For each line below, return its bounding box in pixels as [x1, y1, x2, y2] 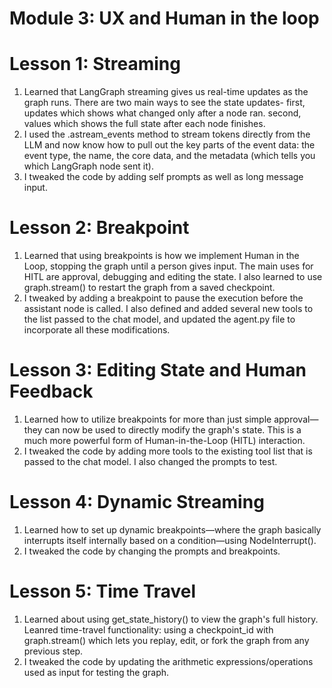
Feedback [9, 380, 94, 403]
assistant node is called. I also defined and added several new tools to [23, 303, 314, 315]
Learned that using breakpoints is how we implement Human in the [23, 250, 300, 262]
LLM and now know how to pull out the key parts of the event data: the [23, 139, 316, 151]
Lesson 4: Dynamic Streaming [9, 491, 265, 514]
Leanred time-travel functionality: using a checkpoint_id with [23, 623, 274, 636]
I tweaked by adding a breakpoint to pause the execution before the [23, 292, 304, 304]
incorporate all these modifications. [23, 324, 171, 336]
